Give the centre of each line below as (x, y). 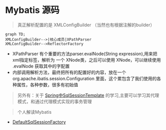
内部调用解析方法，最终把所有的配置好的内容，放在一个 (69, 72)
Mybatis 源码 (32, 10)
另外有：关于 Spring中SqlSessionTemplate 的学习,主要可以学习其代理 (88, 95)
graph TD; (15, 34)
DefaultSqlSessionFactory (39, 122)
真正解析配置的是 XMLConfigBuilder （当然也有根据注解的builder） (86, 25)
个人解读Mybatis (34, 112)
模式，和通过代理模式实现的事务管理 (55, 101)
